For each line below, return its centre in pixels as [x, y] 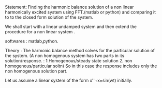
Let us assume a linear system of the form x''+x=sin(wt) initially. [69, 80]
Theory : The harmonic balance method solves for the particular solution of [80, 51]
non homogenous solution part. [36, 71]
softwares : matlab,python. [32, 41]
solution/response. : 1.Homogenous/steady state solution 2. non [69, 61]
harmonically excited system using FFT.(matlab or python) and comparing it [81, 12]
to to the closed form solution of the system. [49, 17]
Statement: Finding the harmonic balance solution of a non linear [69, 7]
